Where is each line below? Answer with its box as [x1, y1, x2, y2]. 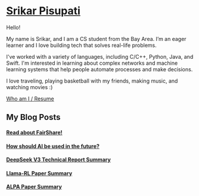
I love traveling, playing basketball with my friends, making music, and [6, 77, 178, 84]
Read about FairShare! [6, 129, 63, 136]
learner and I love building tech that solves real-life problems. [6, 42, 157, 49]
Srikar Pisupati [6, 4, 80, 18]
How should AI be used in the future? [6, 143, 100, 150]
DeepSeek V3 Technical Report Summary [6, 156, 111, 163]
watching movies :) [6, 83, 53, 90]
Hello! [6, 24, 21, 31]
